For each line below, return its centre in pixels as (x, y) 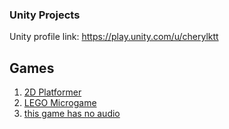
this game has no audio (72, 114)
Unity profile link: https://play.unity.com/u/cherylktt (114, 37)
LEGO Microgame (60, 103)
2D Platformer (52, 92)
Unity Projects (45, 15)
